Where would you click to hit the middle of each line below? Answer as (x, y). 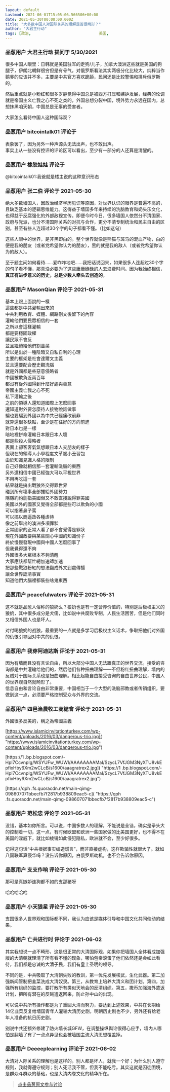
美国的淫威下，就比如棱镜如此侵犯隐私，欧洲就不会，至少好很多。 (74, 838)
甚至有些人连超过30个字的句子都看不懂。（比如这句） (69, 228)
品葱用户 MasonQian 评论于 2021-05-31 (54, 289)
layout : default (22, 10)
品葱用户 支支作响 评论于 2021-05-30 (51, 869)
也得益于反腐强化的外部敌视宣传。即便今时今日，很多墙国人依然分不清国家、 (85, 215)
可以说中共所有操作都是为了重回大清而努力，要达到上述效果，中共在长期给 (83, 1005)
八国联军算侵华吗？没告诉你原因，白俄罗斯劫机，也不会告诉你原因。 (76, 855)
